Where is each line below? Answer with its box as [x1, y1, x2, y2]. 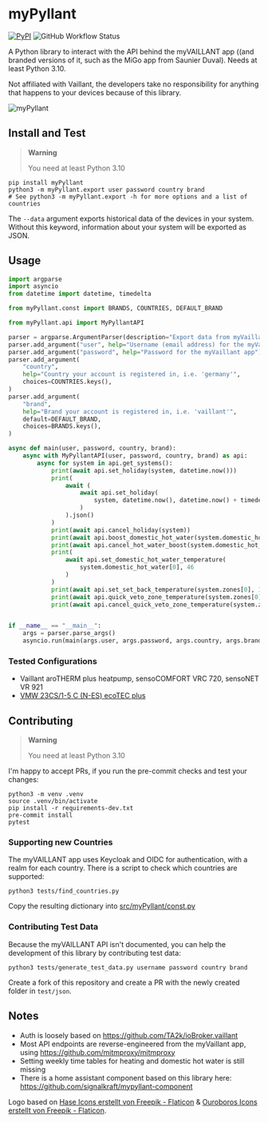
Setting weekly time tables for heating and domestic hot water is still [19, 1056, 245, 1065]
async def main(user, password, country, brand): [8, 445, 177, 453]
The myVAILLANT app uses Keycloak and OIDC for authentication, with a [8, 855, 248, 865]
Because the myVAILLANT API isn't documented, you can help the [8, 939, 227, 949]
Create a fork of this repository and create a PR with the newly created [8, 977, 241, 987]
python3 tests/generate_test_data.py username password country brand [8, 963, 248, 972]
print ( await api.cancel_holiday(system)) [50, 526, 191, 534]
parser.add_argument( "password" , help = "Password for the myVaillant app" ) [8, 348, 262, 356]
